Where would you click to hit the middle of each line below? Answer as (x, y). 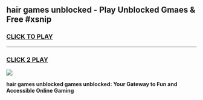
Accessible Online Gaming (40, 90)
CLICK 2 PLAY (27, 59)
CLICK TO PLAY (30, 37)
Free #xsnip (29, 20)
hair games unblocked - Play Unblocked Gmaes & (101, 10)
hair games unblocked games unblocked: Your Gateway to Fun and (92, 84)
